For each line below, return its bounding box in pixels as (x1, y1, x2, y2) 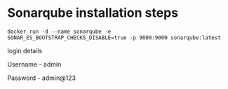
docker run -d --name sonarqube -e (7, 28, 112, 35)
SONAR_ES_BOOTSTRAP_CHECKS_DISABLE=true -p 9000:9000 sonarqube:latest (7, 34, 221, 41)
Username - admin (7, 60, 62, 68)
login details (7, 46, 43, 55)
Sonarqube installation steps (7, 5, 179, 21)
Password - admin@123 (7, 74, 76, 82)
